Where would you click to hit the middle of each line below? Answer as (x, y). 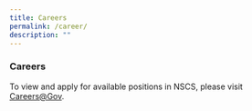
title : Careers (38, 18)
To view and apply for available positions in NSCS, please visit (126, 86)
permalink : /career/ (49, 26)
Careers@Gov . (37, 96)
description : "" (40, 35)
